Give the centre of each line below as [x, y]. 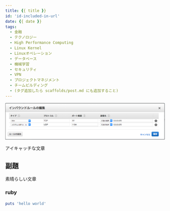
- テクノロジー [23, 37]
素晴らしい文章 [21, 179]
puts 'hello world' [26, 203]
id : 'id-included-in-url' [32, 16]
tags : [11, 27]
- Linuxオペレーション [31, 53]
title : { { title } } [26, 11]
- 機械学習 [20, 64]
